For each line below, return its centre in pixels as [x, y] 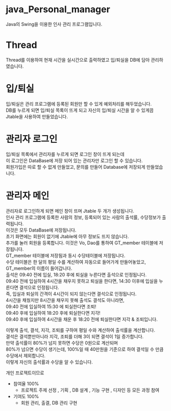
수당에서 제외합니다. [26, 355]
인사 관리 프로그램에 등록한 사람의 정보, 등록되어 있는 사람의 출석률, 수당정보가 [83, 217]
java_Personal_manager [58, 9]
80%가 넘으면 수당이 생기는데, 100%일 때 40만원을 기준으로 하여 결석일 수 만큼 [85, 349]
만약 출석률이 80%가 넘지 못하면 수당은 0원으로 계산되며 [62, 343]
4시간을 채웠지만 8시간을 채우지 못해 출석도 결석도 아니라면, [65, 300]
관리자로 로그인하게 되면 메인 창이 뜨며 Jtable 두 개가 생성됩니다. [70, 211]
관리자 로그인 [32, 139]
